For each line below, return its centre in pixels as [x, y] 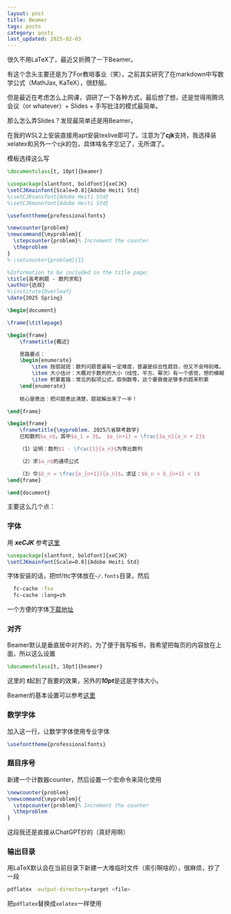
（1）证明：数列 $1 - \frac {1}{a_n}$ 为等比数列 [81, 449]
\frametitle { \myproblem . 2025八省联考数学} [79, 430]
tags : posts [24, 26]
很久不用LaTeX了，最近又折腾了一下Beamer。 [72, 60]
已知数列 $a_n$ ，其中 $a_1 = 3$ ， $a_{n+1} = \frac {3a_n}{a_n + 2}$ [112, 437]
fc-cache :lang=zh [40, 595]
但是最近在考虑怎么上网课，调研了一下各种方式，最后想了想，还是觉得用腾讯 [115, 98]
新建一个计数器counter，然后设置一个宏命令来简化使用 [84, 779]
